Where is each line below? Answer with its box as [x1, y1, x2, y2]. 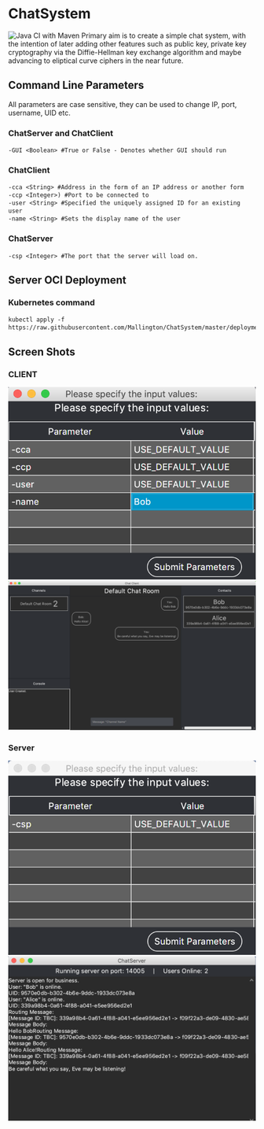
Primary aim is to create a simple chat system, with [81, 31, 246, 40]
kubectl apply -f [8, 316, 65, 324]
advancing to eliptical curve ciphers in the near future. [8, 56, 184, 65]
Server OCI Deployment [8, 273, 127, 287]
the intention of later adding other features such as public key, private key [8, 39, 247, 48]
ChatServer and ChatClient [8, 128, 114, 139]
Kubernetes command [8, 297, 96, 308]
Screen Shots [8, 345, 76, 358]
